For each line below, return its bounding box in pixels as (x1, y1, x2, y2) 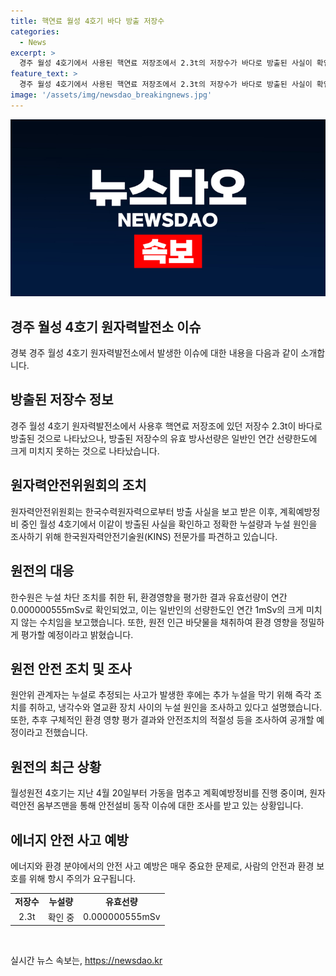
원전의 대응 (10, 563, 75, 580)
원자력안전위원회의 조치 (10, 477, 147, 494)
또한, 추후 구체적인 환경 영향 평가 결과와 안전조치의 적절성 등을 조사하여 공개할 (10, 714, 315, 726)
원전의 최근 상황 (10, 758, 102, 775)
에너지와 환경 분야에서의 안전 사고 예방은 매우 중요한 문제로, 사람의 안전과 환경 (10, 860, 315, 872)
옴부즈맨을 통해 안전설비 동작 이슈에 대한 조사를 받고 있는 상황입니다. (36, 800, 304, 812)
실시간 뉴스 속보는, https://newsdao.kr (10, 955, 163, 967)
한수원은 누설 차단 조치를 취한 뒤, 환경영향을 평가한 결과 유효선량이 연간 (10, 591, 288, 603)
